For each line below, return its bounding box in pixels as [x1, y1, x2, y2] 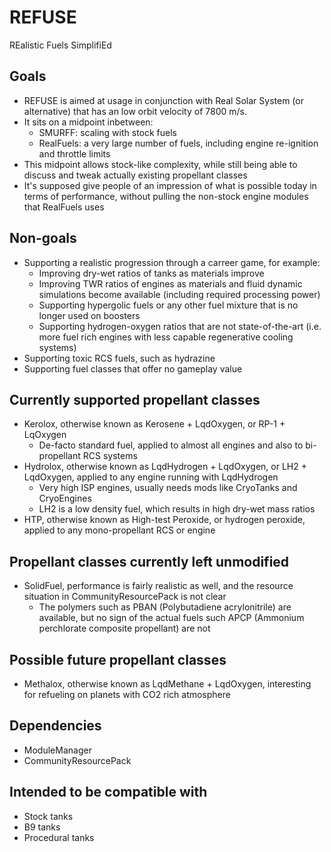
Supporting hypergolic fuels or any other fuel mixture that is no [38, 299, 299, 311]
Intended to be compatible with [9, 784, 208, 801]
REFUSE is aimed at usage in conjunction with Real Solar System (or [23, 94, 304, 106]
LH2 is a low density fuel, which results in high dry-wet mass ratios [38, 503, 316, 515]
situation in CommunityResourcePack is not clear [23, 591, 227, 603]
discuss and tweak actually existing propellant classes [23, 169, 248, 181]
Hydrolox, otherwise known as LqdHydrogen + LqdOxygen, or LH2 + [23, 461, 307, 473]
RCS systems [82, 450, 138, 462]
